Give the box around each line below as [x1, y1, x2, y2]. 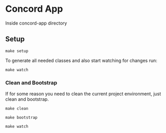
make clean [5, 106, 29, 112]
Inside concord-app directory [5, 20, 67, 26]
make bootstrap [5, 115, 38, 120]
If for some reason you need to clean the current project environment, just [5, 91, 161, 97]
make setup [5, 48, 29, 54]
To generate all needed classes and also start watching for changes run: [5, 57, 157, 63]
